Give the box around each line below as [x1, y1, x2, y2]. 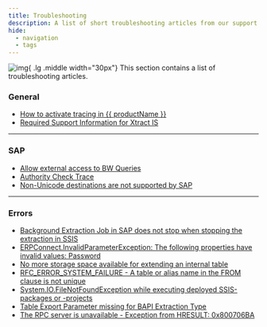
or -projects [53, 294, 93, 303]
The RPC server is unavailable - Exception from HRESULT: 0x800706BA [19, 310, 255, 320]
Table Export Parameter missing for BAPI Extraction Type [19, 302, 207, 311]
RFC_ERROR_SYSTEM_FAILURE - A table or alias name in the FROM [19, 268, 242, 278]
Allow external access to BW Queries [19, 163, 141, 173]
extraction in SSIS [19, 234, 79, 243]
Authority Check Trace [19, 172, 95, 181]
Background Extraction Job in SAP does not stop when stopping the [19, 226, 242, 236]
